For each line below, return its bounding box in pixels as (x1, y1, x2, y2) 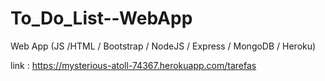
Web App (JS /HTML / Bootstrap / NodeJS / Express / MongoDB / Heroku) (10, 40, 317, 52)
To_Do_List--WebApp (10, 7, 193, 30)
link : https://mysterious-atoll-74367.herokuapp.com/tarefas (10, 59, 257, 71)
